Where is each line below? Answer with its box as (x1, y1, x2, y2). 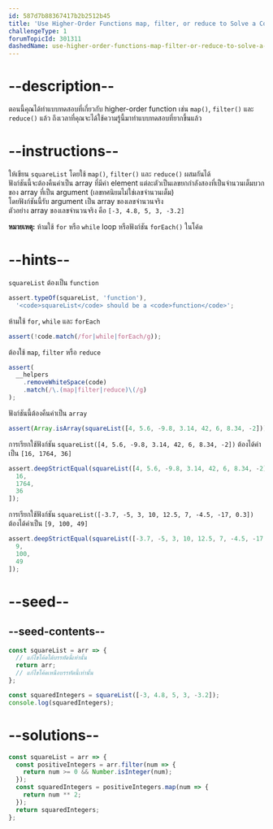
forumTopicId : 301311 (8, 34, 82, 43)
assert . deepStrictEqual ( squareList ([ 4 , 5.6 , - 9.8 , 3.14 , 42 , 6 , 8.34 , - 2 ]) (8, 464, 271, 472)
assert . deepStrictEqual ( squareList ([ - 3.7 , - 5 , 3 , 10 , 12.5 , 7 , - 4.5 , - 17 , (8, 535, 267, 543)
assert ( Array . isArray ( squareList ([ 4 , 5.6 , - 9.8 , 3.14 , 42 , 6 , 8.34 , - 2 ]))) (8, 424, 271, 432)
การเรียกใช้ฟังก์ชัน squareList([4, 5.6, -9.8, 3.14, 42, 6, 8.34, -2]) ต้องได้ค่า (8, 439, 262, 449)
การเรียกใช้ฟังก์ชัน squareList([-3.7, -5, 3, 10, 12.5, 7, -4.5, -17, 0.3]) (8, 510, 254, 519)
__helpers (15, 371, 49, 379)
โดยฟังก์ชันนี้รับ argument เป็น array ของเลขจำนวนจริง (8, 197, 164, 206)
